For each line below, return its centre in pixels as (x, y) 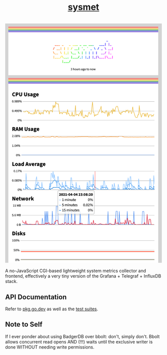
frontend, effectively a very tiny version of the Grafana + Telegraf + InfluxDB (83, 276)
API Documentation (36, 297)
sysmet (83, 7)
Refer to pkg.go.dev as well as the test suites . (52, 309)
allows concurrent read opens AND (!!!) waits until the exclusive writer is (79, 342)
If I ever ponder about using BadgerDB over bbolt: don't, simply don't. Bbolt (83, 336)
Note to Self (24, 324)
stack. (11, 282)
